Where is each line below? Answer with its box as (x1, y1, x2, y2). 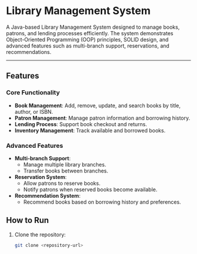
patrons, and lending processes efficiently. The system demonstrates (6, 29, 174, 36)
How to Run (6, 215, 49, 225)
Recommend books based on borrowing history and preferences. (23, 198, 181, 205)
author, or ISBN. (14, 108, 53, 115)
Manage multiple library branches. (23, 161, 107, 168)
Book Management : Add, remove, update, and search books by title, (14, 101, 181, 109)
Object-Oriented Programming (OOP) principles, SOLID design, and (6, 36, 169, 43)
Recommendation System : (14, 192, 81, 199)
